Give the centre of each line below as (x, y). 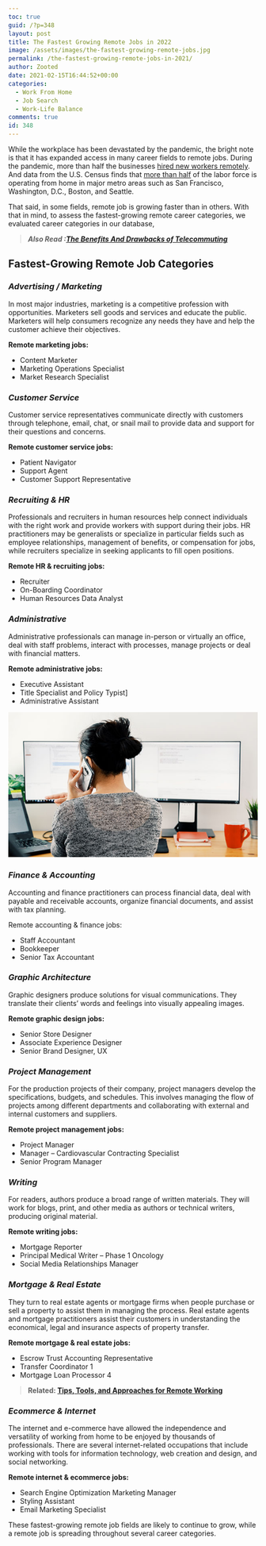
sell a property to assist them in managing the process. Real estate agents (129, 1310)
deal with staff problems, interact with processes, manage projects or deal (129, 645)
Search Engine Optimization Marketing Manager (98, 1492)
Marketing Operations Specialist (72, 368)
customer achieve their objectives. (65, 329)
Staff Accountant (47, 940)
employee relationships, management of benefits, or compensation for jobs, (132, 542)
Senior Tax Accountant (57, 957)
